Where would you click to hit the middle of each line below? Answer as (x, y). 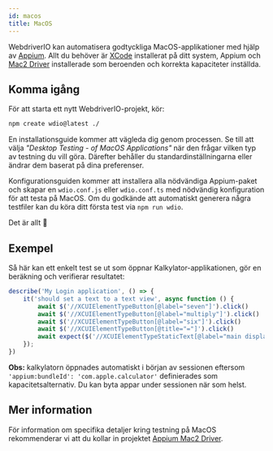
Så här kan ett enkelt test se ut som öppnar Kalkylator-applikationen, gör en (135, 268)
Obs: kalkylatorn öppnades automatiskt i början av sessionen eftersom (127, 367)
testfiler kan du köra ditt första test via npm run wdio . (96, 207)
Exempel (31, 248)
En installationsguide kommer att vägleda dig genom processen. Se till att (131, 140)
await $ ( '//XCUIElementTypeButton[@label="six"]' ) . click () (140, 322)
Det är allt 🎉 (28, 223)
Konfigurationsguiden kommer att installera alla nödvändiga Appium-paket (133, 181)
